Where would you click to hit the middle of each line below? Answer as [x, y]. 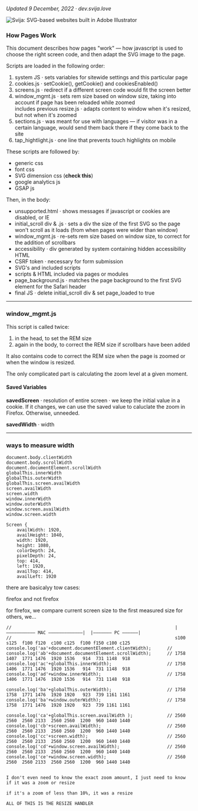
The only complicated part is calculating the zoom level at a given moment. [97, 374]
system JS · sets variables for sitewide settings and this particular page [101, 77]
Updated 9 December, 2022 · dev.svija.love [59, 9]
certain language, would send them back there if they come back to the [101, 128]
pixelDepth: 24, [37, 556]
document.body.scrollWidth [39, 463]
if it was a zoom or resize [41, 783]
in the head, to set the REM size [53, 338]
